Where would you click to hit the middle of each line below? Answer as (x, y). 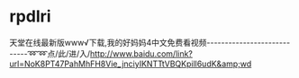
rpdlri (30, 17)
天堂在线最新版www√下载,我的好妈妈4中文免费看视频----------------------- (150, 42)
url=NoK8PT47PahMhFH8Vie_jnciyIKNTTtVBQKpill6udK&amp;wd (131, 64)
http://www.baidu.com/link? (141, 53)
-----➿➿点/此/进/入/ (50, 53)
